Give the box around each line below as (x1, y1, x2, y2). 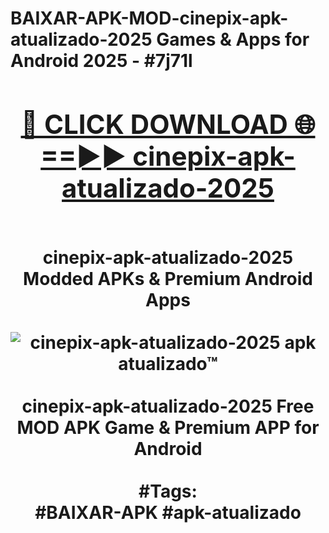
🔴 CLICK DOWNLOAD (20, 107, 288, 141)
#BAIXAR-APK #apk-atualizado (34, 501, 302, 524)
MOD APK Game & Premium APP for (16, 416, 320, 439)
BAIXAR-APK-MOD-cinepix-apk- (10, 7, 289, 30)
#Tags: (138, 480, 198, 502)
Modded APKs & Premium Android (23, 267, 313, 290)
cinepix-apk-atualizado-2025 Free (21, 395, 315, 417)
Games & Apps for (156, 28, 310, 51)
